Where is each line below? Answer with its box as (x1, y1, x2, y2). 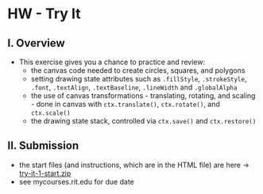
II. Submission (7, 139, 79, 153)
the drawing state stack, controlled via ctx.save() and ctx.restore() (30, 116, 257, 125)
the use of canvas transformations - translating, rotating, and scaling (30, 91, 256, 100)
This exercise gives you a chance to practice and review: (18, 57, 206, 67)
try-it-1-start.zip (18, 168, 72, 178)
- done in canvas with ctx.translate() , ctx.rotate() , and (30, 100, 220, 108)
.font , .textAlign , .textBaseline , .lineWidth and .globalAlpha (30, 82, 238, 92)
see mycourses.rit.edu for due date (18, 177, 134, 186)
